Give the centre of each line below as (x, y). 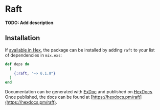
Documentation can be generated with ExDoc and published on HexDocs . (79, 92)
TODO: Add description (29, 23)
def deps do (17, 64)
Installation (23, 38)
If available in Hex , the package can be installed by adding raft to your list (80, 50)
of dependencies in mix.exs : (34, 55)
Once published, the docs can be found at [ (49, 97)
